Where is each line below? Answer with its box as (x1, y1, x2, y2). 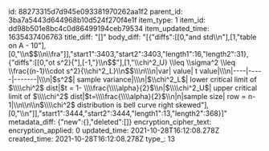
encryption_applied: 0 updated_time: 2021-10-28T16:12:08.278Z (8, 125, 220, 135)
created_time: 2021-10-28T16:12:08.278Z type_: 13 (8, 134, 175, 143)
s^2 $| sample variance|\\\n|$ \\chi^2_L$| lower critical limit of (56, 75, 257, 84)
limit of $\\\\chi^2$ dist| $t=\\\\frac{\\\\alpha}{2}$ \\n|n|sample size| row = (8, 92, 247, 101)
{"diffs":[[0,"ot (8, 58, 55, 67)
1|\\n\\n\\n (8, 100, 40, 109)
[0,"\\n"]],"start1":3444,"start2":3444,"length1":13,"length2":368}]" (8, 109, 227, 118)
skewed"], (175, 100, 210, 109)
